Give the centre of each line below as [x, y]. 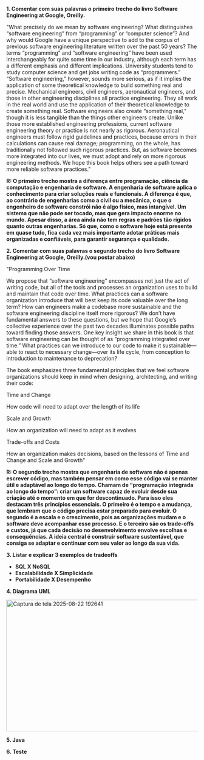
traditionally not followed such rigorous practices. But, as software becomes [102, 150]
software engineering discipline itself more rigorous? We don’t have [91, 313]
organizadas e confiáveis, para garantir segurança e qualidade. [88, 239]
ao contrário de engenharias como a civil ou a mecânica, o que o [89, 200]
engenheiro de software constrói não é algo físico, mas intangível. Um [96, 207]
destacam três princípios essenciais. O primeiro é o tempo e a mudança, [99, 504]
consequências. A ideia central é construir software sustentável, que [95, 537]
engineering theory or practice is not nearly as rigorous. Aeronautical [93, 130]
